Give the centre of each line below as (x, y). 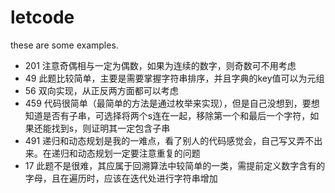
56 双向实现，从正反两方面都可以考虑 (101, 90)
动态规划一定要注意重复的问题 (139, 153)
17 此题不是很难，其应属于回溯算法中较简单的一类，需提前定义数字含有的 (175, 165)
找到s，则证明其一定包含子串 (111, 128)
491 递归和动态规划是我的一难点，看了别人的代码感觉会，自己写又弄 (165, 140)
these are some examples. (64, 45)
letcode (42, 17)
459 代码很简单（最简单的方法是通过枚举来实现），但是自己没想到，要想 (172, 103)
